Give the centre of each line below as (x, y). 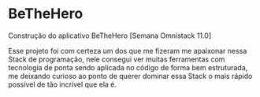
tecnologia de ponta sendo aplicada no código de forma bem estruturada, (128, 67)
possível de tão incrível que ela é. (62, 84)
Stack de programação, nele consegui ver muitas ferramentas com (117, 59)
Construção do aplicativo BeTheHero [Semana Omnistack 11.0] (110, 35)
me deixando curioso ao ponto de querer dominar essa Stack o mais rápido (130, 76)
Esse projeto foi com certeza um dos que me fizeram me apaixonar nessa (128, 50)
